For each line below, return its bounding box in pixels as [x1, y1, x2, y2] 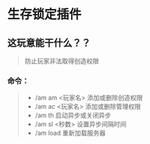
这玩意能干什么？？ [7, 37, 91, 49]
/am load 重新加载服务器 [35, 128, 106, 138]
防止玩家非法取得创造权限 [24, 57, 99, 65]
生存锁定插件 [7, 6, 82, 23]
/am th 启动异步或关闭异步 [35, 111, 111, 120]
